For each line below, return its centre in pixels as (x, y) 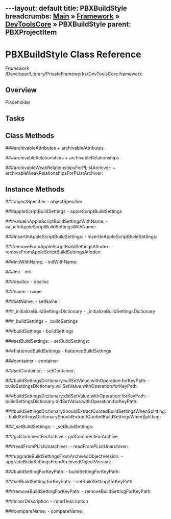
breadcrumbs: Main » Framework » (63, 17)
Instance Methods (35, 189)
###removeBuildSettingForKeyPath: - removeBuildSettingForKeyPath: (79, 491)
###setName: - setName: (32, 301)
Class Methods (30, 136)
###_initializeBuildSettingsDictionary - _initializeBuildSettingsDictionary (80, 312)
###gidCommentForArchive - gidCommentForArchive (62, 437)
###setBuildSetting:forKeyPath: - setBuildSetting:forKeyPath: (69, 482)
